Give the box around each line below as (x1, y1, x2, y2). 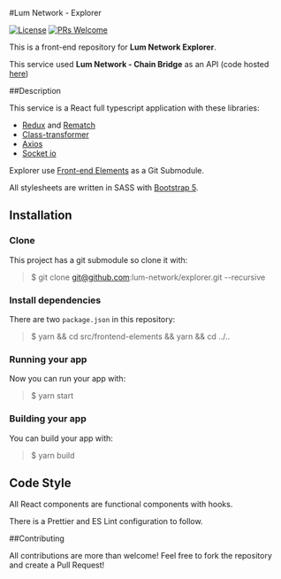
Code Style (9, 475, 72, 490)
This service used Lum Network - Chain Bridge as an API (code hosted (9, 59, 270, 69)
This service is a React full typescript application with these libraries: (9, 103, 260, 113)
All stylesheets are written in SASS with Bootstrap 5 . (9, 182, 199, 193)
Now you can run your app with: (9, 374, 126, 384)
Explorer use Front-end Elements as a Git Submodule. (9, 166, 205, 175)
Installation (9, 208, 72, 223)
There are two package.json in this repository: (9, 313, 176, 324)
